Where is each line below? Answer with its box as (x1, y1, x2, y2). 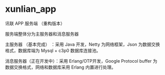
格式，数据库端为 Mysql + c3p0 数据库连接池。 (5, 47, 101, 53)
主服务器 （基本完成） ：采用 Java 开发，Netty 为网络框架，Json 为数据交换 (5, 41, 160, 47)
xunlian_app (5, 3, 56, 15)
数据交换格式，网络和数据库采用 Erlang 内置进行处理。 (5, 64, 116, 70)
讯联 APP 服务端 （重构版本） (5, 20, 65, 26)
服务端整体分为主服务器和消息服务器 (5, 31, 79, 37)
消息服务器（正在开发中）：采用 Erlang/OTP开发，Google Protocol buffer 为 (5, 58, 158, 64)
